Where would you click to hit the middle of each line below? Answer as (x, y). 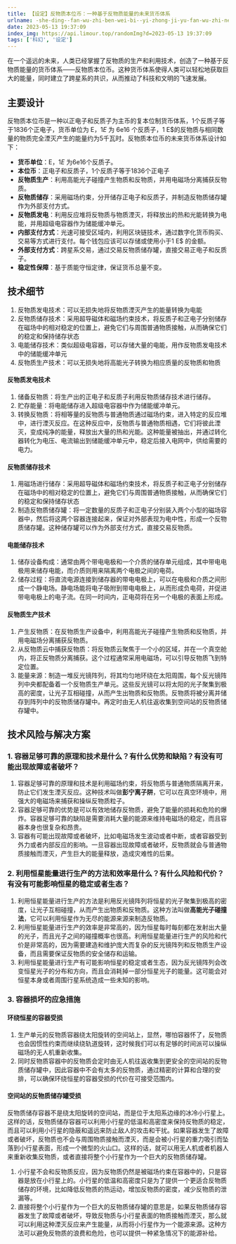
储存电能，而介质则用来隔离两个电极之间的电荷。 (107, 571)
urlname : (20, 20)
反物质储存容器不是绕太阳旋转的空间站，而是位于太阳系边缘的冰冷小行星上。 (118, 1113)
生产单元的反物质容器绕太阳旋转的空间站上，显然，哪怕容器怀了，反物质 (122, 1034)
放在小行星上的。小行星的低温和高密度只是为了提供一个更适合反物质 (128, 1180)
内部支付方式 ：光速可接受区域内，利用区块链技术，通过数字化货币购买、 (122, 232)
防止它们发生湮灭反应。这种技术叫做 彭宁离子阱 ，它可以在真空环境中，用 (122, 792)
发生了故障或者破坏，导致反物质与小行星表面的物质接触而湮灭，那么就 (125, 1215)
